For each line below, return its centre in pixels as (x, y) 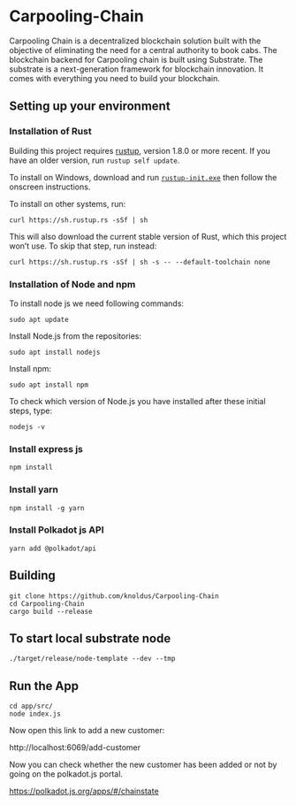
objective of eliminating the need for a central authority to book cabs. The (143, 50)
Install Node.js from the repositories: (76, 336)
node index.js (35, 714)
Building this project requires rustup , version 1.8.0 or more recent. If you (140, 150)
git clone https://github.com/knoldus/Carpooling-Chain (114, 596)
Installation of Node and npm (72, 284)
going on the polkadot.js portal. (66, 774)
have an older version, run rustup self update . (95, 160)
